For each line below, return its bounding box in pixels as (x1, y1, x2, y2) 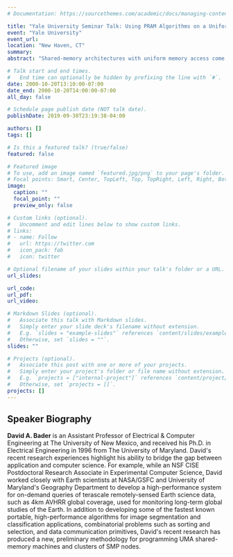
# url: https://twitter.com (7, 241, 95, 248)
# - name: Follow (7, 234, 58, 241)
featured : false (7, 150, 54, 157)
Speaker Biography (7, 413, 92, 425)
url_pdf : (7, 291, 33, 298)
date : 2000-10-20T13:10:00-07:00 (7, 81, 104, 88)
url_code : (7, 284, 36, 292)
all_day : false (7, 93, 51, 101)
